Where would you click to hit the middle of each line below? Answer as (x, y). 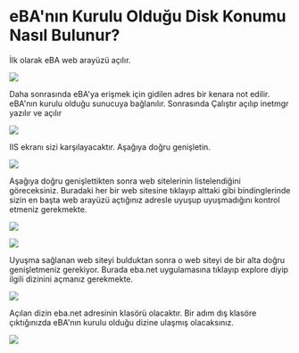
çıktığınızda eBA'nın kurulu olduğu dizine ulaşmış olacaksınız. (121, 322)
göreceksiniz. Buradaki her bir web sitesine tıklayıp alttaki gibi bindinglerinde (150, 190)
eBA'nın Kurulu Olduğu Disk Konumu (148, 16)
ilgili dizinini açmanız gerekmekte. (71, 279)
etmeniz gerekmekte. (48, 209)
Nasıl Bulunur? (65, 35)
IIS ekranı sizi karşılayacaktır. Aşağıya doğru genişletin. (110, 147)
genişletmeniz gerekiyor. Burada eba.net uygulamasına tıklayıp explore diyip (149, 269)
